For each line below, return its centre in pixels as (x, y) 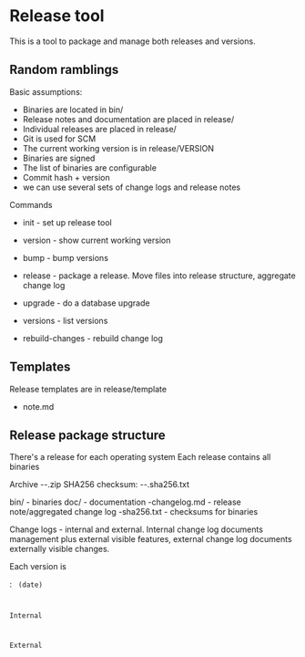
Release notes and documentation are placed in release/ (128, 119)
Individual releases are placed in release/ (100, 129)
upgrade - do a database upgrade (86, 303)
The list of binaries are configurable (90, 167)
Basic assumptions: (46, 91)
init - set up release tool (67, 222)
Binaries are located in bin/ (73, 109)
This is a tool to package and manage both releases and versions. (133, 41)
